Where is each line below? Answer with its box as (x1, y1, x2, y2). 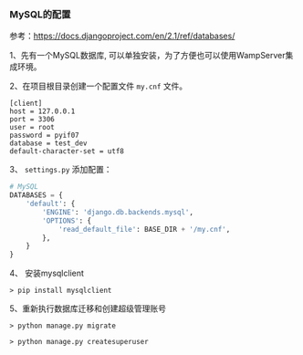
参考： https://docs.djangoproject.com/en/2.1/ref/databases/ (9, 30, 235, 42)
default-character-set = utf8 (9, 147, 125, 156)
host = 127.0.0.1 (9, 107, 76, 116)
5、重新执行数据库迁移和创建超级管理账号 (9, 303, 167, 314)
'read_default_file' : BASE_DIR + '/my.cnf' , (57, 224, 231, 234)
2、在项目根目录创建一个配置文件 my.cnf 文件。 (9, 80, 188, 92)
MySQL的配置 (9, 7, 71, 20)
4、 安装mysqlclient (9, 267, 85, 279)
